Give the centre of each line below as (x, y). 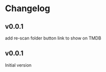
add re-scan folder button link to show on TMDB (53, 38)
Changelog (28, 9)
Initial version (18, 65)
